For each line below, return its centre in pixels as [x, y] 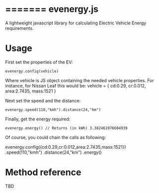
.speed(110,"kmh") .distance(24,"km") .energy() [53, 152]
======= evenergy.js [52, 9]
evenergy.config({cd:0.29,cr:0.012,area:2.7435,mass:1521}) [66, 147]
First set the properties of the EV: [39, 62]
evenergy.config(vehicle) [32, 71]
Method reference [43, 172]
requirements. [19, 28]
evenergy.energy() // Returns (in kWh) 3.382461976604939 [66, 128]
